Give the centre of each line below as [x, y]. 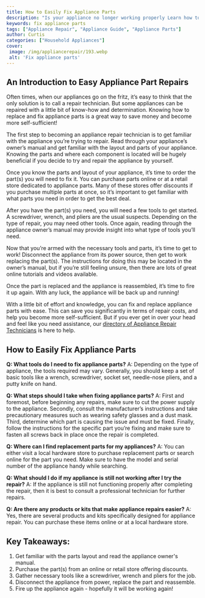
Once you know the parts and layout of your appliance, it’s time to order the [101, 172]
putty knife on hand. [31, 384]
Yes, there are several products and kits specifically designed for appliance [101, 516]
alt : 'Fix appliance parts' [45, 57]
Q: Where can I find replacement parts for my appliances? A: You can [95, 446]
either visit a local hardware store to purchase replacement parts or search [100, 453]
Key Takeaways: [38, 541]
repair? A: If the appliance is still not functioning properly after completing [99, 484]
